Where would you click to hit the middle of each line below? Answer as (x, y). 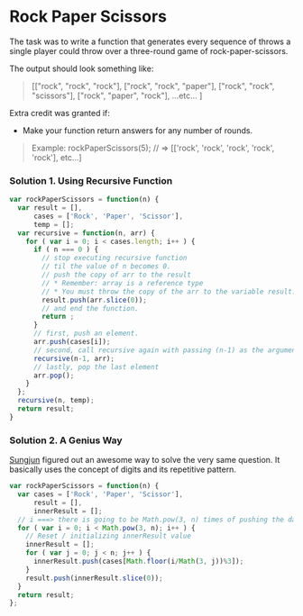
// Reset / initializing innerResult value (109, 536)
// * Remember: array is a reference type (123, 283)
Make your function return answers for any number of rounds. (138, 130)
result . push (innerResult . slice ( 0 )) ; (95, 578)
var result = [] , (50, 208)
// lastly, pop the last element (96, 367)
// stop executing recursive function (115, 258)
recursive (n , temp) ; (56, 401)
